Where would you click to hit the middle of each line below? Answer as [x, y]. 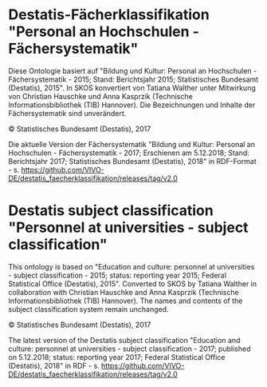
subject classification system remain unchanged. [88, 309]
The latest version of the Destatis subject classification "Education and [124, 340]
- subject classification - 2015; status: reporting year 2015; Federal [118, 275]
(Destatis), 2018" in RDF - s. [54, 365]
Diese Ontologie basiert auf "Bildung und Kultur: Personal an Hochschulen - [133, 70]
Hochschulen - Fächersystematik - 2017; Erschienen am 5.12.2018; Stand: [129, 153]
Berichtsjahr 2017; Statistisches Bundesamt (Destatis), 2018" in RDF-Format [132, 161]
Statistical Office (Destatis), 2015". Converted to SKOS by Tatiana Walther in [133, 283]
